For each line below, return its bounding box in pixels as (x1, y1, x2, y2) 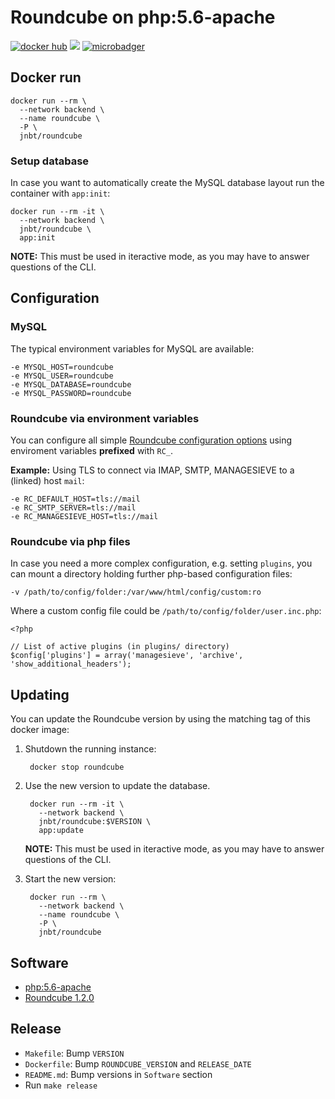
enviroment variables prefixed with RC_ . (10, 445, 174, 457)
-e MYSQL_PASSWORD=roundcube (10, 388, 132, 398)
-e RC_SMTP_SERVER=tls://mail (10, 503, 137, 513)
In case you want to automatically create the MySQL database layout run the (10, 177, 325, 189)
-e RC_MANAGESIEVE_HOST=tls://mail (10, 512, 159, 522)
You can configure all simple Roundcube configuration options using (10, 434, 293, 446)
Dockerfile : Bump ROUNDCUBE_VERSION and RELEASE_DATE (24, 1057, 252, 1070)
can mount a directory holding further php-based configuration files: (10, 568, 293, 580)
